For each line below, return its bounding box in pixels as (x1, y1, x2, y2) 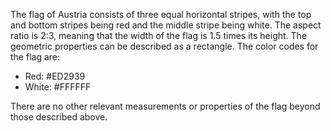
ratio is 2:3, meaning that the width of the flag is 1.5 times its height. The (10, 30, 308, 41)
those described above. (10, 111, 108, 123)
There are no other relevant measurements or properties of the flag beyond (10, 100, 321, 112)
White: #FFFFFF (24, 81, 92, 93)
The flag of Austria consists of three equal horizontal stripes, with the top (10, 9, 312, 20)
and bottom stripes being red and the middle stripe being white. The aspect (10, 19, 322, 31)
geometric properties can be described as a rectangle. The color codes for (10, 40, 319, 52)
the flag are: (10, 51, 61, 63)
